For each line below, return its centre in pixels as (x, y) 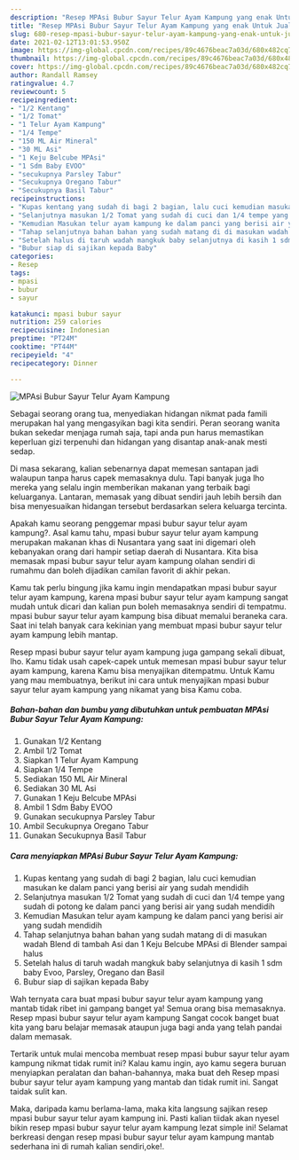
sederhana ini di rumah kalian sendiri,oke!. (87, 1147)
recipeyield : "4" (42, 355)
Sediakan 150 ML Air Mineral (75, 779)
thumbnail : (30, 59)
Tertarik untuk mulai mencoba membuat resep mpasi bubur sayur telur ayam (150, 1054)
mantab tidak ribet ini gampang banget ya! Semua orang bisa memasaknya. (148, 1008)
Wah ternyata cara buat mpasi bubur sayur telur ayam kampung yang (137, 999)
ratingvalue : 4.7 (42, 83)
